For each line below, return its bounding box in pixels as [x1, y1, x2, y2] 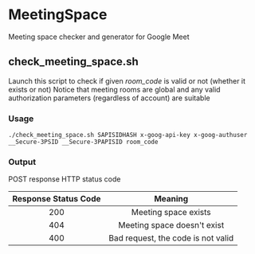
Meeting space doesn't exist [118, 220, 225, 231]
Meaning [154, 193, 189, 205]
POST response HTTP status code [8, 174, 121, 184]
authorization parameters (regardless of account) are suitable [8, 93, 210, 103]
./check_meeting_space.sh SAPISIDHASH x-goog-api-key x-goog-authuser [8, 131, 248, 139]
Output [8, 156, 37, 167]
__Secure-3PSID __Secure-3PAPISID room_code [8, 138, 159, 147]
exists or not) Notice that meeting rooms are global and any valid [8, 84, 221, 94]
